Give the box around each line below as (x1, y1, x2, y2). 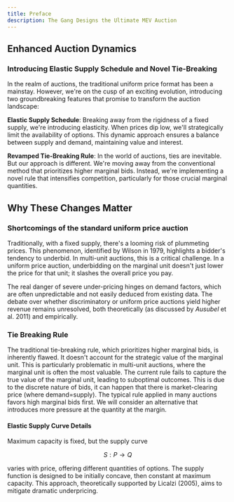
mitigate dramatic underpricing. (7, 487, 98, 495)
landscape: (7, 103, 40, 111)
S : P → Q (103, 451, 132, 459)
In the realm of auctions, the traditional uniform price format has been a (7, 80, 214, 88)
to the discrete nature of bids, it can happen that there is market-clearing (7, 383, 218, 392)
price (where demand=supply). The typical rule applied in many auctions (7, 390, 217, 399)
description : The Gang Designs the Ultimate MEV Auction (7, 17, 177, 24)
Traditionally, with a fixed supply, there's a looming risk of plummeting (7, 239, 209, 247)
